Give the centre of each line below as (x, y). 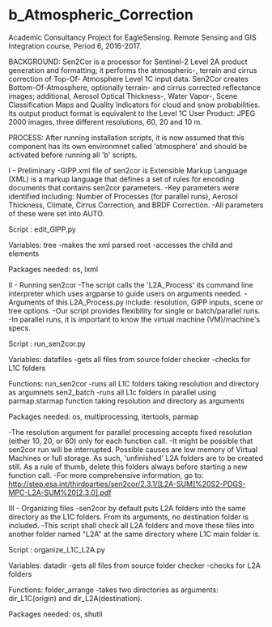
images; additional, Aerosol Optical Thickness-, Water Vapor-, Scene (123, 96)
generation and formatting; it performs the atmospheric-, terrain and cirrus (133, 70)
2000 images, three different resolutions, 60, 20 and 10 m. (105, 122)
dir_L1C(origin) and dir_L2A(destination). (76, 598)
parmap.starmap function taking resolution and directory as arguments (127, 401)
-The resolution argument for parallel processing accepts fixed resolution (130, 432)
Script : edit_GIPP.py (42, 229)
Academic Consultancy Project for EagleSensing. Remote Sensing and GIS (132, 37)
